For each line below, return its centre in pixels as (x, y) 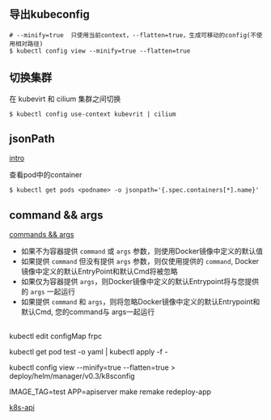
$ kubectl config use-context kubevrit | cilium (93, 114)
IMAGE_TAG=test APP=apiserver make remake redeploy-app (110, 392)
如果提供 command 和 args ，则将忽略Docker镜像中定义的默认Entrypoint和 (140, 302)
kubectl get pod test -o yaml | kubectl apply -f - (89, 351)
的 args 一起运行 (48, 292)
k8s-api (22, 407)
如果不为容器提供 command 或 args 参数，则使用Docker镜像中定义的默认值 (142, 251)
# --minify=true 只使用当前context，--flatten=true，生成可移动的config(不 (133, 35)
